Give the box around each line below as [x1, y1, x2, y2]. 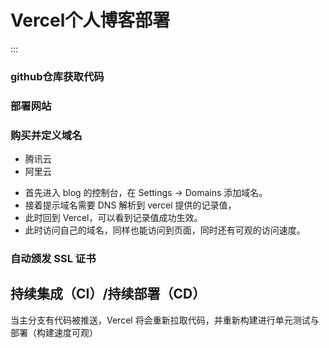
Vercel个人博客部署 [10, 9, 171, 32]
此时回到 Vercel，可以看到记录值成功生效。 [24, 212, 203, 224]
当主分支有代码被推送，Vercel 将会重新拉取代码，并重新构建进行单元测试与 [10, 314, 320, 326]
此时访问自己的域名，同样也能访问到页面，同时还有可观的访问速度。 [24, 224, 306, 236]
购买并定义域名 [10, 128, 83, 142]
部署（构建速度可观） [10, 326, 98, 338]
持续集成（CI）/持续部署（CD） [10, 286, 207, 303]
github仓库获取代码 [10, 69, 105, 83]
